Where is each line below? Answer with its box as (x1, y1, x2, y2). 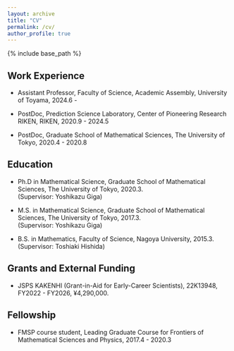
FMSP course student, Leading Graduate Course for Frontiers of (17, 328, 204, 336)
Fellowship (7, 309, 56, 321)
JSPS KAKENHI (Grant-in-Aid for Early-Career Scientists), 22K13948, (17, 281, 218, 290)
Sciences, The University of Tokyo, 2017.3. (17, 213, 141, 222)
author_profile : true (7, 30, 71, 37)
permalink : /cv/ (7, 23, 55, 30)
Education (7, 159, 54, 171)
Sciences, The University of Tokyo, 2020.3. (17, 185, 143, 193)
